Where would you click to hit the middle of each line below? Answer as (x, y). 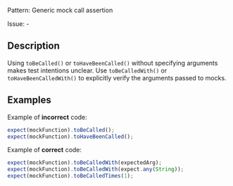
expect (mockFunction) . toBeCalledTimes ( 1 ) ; (70, 176)
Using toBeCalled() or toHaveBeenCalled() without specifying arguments (113, 63)
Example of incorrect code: (48, 117)
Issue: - (18, 24)
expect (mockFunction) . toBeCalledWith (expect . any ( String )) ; (96, 169)
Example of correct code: (45, 150)
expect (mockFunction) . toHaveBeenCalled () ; (70, 137)
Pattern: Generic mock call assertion (60, 10)
